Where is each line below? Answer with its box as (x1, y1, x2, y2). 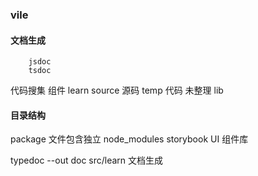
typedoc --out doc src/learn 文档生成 (10, 154, 164, 167)
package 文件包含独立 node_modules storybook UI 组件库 (10, 133, 249, 145)
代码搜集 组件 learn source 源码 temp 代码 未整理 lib (10, 84, 224, 97)
